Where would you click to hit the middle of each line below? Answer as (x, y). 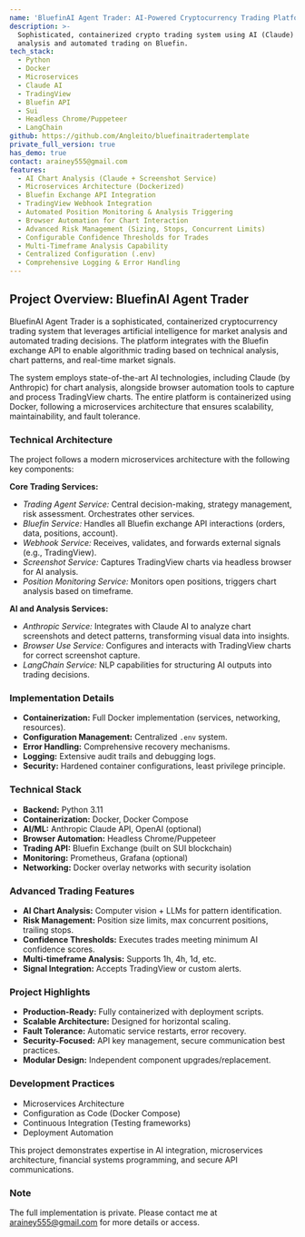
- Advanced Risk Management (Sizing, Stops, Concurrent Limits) (142, 229)
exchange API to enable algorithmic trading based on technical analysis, (144, 350)
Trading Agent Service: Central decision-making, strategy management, (157, 504)
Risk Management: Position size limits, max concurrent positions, (146, 920)
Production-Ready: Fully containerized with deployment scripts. (143, 1012)
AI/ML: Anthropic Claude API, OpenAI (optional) (112, 828)
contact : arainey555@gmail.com (69, 161)
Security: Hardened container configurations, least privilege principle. (154, 766)
